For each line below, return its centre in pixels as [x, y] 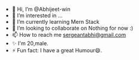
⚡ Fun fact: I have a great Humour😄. [57, 50]
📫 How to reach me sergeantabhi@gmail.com [69, 35]
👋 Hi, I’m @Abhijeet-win [41, 9]
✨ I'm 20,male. [30, 43]
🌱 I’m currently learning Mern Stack [56, 22]
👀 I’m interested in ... [37, 15]
